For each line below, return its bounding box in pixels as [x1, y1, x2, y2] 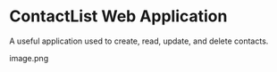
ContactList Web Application [9, 6, 228, 27]
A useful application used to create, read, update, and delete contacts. [9, 36, 269, 46]
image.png [9, 52, 49, 63]
